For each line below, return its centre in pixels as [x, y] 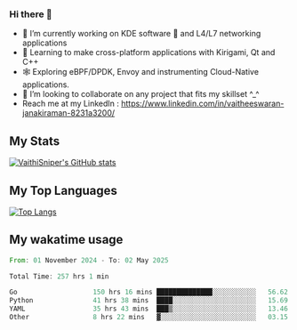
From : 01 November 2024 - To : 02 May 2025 [89, 260]
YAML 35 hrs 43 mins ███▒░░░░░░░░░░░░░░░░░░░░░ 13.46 [149, 309]
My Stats [35, 141]
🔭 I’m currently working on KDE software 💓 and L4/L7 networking [141, 34]
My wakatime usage [66, 240]
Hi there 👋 [31, 14]
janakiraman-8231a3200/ [68, 113]
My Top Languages [64, 190]
